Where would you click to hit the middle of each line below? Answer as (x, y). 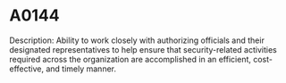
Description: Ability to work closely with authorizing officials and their (137, 40)
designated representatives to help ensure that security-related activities (143, 49)
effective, (27, 69)
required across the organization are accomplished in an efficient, (130, 59)
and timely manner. (81, 69)
